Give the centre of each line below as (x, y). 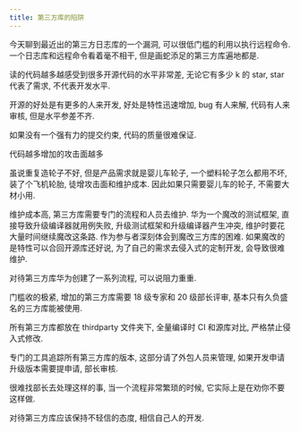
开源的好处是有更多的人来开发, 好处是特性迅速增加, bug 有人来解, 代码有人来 (150, 105)
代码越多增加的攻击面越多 (56, 154)
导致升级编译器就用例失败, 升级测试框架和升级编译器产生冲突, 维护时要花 (150, 225)
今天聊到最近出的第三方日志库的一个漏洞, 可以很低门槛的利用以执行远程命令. (150, 44)
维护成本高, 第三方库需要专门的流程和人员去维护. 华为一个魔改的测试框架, (144, 214)
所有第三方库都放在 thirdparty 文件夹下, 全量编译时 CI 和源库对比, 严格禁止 (146, 326)
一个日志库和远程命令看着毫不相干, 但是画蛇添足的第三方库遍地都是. (134, 55)
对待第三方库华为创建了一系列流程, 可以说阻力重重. (103, 277)
